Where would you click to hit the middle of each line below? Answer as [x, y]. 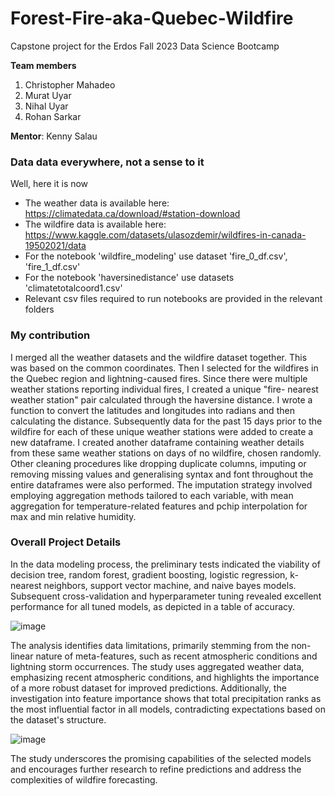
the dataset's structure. [58, 719]
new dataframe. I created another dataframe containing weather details [157, 442]
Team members [43, 65]
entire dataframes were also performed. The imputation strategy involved [161, 484]
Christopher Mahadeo [70, 84]
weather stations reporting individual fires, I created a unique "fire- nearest [164, 389]
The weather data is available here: [97, 203]
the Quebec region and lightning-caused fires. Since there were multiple [159, 378]
